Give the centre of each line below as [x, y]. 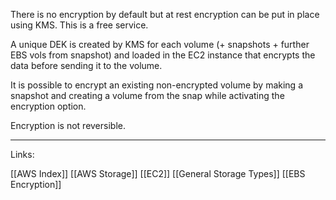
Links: [22, 154]
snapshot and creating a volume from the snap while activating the [147, 95]
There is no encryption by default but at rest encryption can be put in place [165, 14]
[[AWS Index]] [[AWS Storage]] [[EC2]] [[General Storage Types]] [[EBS [158, 173]
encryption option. [48, 106]
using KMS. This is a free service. [79, 25]
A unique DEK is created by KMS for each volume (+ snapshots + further [160, 44]
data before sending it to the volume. [86, 65]
